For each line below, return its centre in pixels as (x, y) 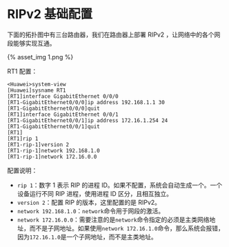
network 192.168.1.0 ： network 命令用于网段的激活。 (90, 210)
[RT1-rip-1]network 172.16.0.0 (52, 157)
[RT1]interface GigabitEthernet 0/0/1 (63, 115)
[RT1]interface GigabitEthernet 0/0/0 (63, 96)
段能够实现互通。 (31, 43)
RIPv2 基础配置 (50, 14)
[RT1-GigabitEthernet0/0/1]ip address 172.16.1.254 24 (88, 120)
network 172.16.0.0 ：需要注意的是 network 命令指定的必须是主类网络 (113, 219)
